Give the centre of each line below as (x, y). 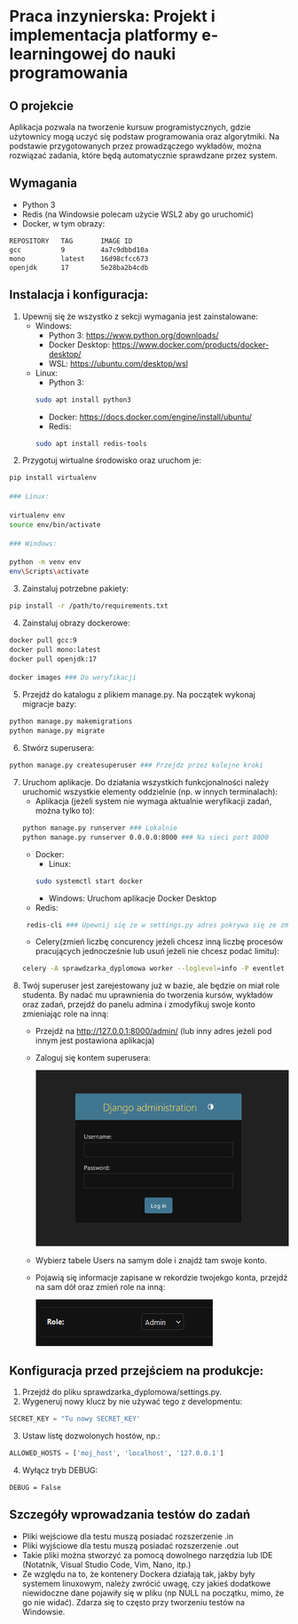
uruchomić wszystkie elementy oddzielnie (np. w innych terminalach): (149, 792)
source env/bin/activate (55, 525)
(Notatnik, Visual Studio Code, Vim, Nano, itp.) (106, 1564)
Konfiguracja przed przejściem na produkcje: (137, 1370)
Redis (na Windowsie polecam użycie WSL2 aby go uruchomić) (138, 214)
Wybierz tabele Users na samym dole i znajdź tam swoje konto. (151, 1260)
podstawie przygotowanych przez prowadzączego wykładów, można (135, 146)
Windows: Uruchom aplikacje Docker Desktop (133, 898)
